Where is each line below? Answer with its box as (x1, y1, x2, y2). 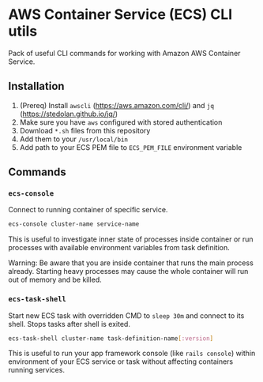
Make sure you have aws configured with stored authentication (19, 117, 223, 127)
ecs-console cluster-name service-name (8, 220, 140, 228)
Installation (8, 80, 65, 93)
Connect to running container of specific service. (8, 205, 168, 215)
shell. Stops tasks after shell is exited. (8, 319, 130, 328)
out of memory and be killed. (8, 275, 103, 285)
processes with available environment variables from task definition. (8, 243, 231, 253)
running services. (8, 365, 66, 375)
